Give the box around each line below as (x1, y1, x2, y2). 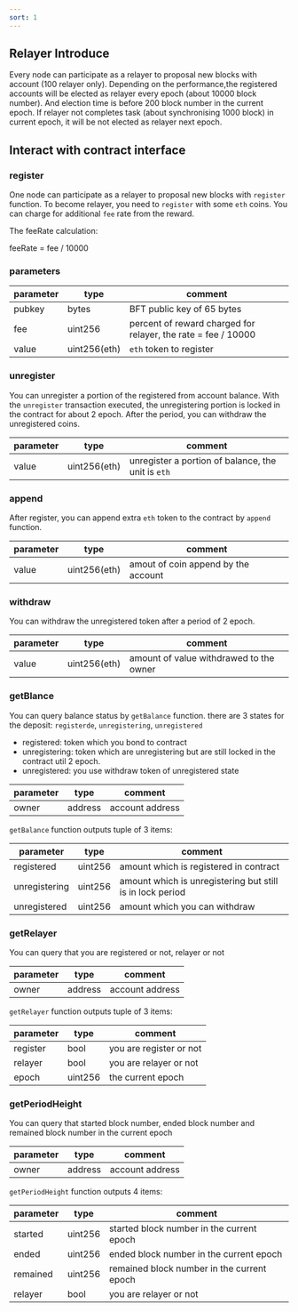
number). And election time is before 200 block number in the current (9, 98, 263, 109)
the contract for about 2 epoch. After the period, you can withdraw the (9, 408, 267, 419)
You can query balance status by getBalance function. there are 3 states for (9, 710, 285, 720)
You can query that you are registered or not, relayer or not (9, 946, 224, 957)
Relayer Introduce (9, 46, 110, 61)
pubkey (13, 303, 45, 316)
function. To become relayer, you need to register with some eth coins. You (9, 199, 288, 210)
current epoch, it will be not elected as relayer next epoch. (9, 117, 223, 127)
